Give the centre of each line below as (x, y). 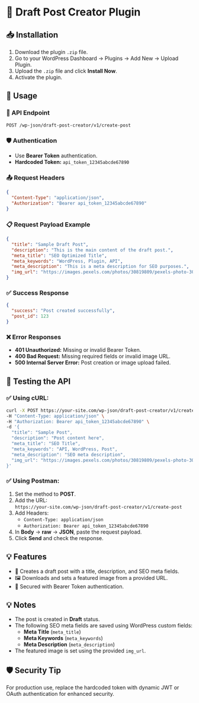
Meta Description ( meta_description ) (69, 645)
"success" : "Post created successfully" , (63, 311)
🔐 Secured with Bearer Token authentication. (69, 586)
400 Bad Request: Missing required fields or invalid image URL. (92, 357)
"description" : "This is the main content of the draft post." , (92, 250)
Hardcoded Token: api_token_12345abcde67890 (72, 162)
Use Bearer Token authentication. (56, 155)
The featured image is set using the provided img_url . (80, 651)
